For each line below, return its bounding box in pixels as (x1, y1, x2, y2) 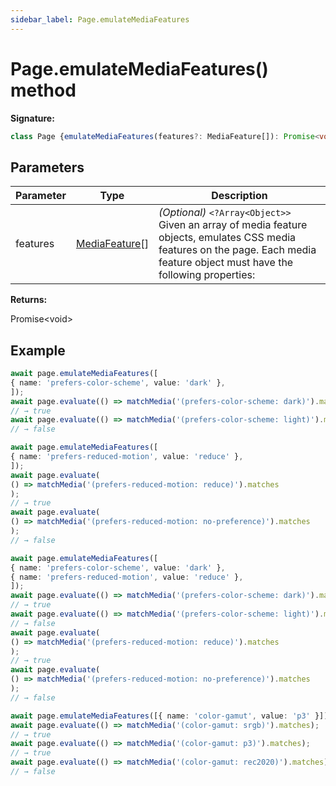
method (10, 79, 77, 101)
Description (211, 189, 268, 203)
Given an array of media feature (158, 218, 308, 232)
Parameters (10, 159, 85, 176)
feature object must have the (158, 256, 294, 270)
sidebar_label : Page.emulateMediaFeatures (10, 14, 190, 25)
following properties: (158, 268, 256, 282)
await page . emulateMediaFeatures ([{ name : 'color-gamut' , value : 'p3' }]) (10, 711, 329, 721)
